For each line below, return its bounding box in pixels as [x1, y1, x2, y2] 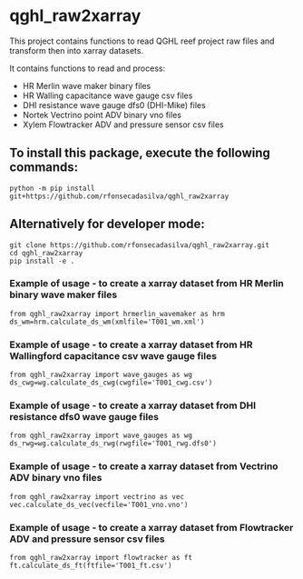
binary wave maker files [9, 288, 118, 301]
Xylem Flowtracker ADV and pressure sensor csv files [22, 119, 224, 130]
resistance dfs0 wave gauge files [9, 411, 159, 424]
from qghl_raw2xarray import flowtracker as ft [9, 554, 193, 563]
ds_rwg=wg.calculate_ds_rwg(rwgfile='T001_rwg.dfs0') [9, 439, 218, 448]
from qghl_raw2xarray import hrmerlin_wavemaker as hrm [9, 309, 225, 318]
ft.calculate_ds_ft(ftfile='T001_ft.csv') [9, 561, 172, 571]
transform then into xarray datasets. [9, 45, 143, 55]
